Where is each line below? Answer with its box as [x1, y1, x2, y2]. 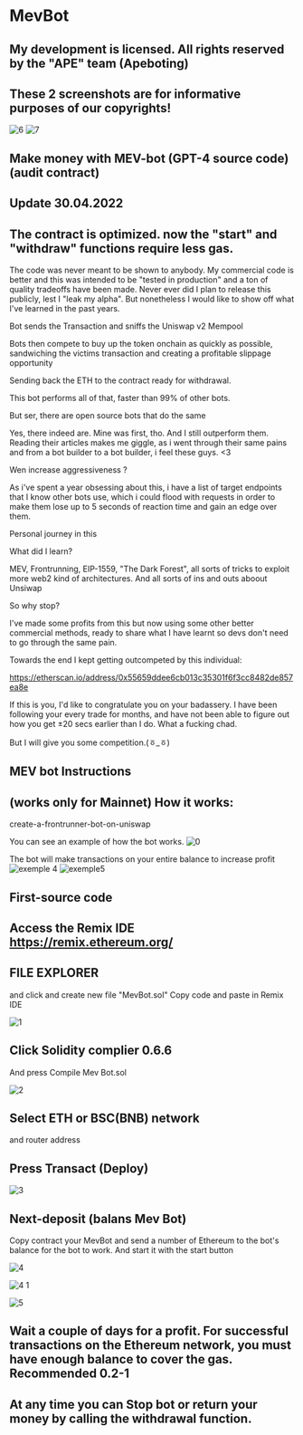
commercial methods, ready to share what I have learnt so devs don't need [9, 627, 289, 638]
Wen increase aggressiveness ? [9, 464, 128, 475]
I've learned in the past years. [9, 302, 120, 313]
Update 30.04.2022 [9, 196, 124, 211]
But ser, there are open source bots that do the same [9, 409, 206, 421]
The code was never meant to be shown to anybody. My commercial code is [9, 264, 294, 275]
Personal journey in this [9, 528, 98, 539]
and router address [9, 1134, 81, 1145]
